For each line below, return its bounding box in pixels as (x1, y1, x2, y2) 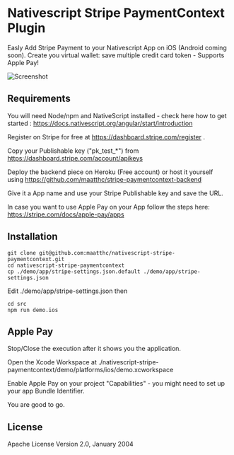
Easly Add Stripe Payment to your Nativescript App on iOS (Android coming (7, 43, 228, 52)
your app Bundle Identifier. (7, 387, 85, 396)
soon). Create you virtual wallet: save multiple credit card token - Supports (7, 51, 225, 59)
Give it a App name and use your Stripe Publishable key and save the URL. (7, 189, 224, 197)
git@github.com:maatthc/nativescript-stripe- (38, 249, 175, 256)
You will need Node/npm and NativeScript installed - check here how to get (7, 111, 228, 120)
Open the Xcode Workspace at (7, 358, 97, 367)
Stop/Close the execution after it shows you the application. (7, 345, 182, 353)
